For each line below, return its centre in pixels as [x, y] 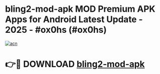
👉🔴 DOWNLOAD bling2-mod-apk [75, 64]
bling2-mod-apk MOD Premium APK [80, 9]
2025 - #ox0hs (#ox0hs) [56, 30]
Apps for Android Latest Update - [74, 19]
